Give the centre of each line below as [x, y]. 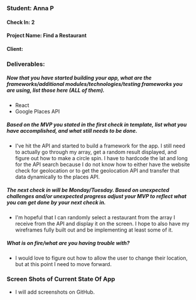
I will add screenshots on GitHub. [55, 292]
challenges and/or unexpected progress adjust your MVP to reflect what [97, 196]
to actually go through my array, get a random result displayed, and [96, 152]
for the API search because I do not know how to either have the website [102, 164]
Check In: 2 [21, 22]
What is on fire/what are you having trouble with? [68, 243]
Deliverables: [26, 64]
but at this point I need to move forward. [63, 264]
